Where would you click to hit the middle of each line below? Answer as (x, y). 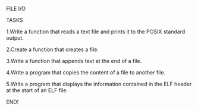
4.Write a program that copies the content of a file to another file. (86, 73)
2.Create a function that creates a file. (53, 49)
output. (15, 38)
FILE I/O (16, 9)
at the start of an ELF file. (37, 90)
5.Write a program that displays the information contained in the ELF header (99, 84)
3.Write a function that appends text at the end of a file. (74, 61)
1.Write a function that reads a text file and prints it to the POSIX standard (96, 32)
